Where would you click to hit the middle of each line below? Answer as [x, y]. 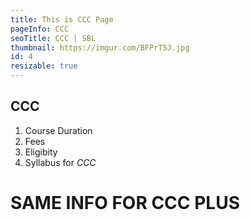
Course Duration [58, 130]
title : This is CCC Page [62, 19]
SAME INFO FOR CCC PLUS [125, 203]
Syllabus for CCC [60, 162]
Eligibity [41, 152]
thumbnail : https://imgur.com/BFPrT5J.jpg [100, 47]
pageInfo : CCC [40, 29]
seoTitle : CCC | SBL [53, 38]
